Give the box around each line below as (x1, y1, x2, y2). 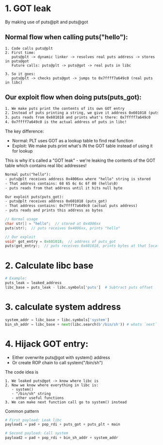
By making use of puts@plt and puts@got (5, 19, 88, 25)
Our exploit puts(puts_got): (5, 194, 64, 199)
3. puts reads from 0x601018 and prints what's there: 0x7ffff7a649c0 (5, 115, 151, 120)
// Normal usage (5, 217, 38, 222)
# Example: (5, 276, 27, 281)
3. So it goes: (5, 71, 36, 76)
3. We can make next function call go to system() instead (5, 399, 127, 405)
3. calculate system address (5, 302, 121, 312)
